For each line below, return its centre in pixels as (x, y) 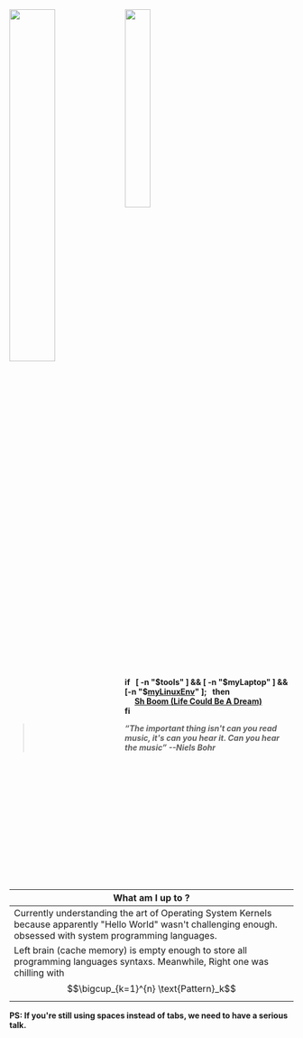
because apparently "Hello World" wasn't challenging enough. (146, 924)
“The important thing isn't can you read (201, 728)
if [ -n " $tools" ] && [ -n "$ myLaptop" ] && (207, 682)
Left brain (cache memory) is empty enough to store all (131, 950)
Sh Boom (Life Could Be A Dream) (198, 701)
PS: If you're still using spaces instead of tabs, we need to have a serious (149, 1015)
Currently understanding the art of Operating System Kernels (143, 913)
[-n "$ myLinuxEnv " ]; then (177, 691)
